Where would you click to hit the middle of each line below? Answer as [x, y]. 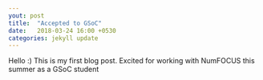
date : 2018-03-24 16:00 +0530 [62, 30]
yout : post [26, 16]
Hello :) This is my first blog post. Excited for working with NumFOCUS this [131, 61]
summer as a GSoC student [54, 70]
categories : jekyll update [53, 38]
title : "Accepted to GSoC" [55, 23]
